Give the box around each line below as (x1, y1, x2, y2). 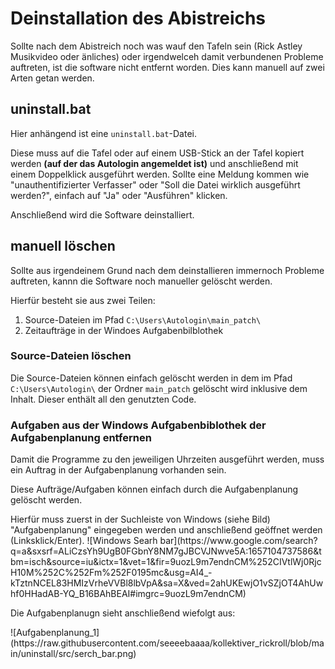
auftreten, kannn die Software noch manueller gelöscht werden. (10, 275, 273, 287)
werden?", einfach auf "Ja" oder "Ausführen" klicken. (10, 189, 228, 201)
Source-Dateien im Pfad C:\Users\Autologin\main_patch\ (24, 313, 262, 326)
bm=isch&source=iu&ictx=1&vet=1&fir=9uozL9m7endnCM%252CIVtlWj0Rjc (10, 556, 322, 568)
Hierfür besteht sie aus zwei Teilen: (10, 294, 156, 306)
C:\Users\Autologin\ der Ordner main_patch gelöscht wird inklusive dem (10, 382, 308, 394)
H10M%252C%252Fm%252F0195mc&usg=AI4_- (10, 567, 213, 579)
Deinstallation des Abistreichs (10, 7, 267, 30)
